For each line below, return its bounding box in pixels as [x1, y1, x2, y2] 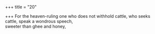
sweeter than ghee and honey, [5, 23, 66, 29]
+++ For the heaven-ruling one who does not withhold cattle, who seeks [5, 13, 151, 19]
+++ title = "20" [5, 4, 37, 10]
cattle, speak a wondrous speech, [5, 19, 73, 24]
